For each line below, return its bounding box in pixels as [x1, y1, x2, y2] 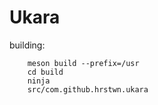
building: [9, 39, 46, 51]
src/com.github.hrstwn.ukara [27, 84, 149, 95]
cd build [27, 67, 64, 77]
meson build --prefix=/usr [27, 58, 140, 68]
